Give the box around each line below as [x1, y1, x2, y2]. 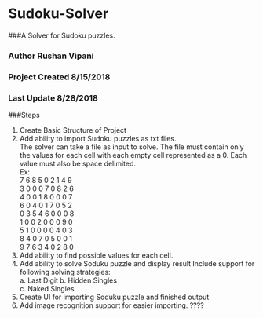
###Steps [8, 111, 41, 120]
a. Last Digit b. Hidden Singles [19, 276, 118, 285]
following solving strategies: [19, 268, 111, 277]
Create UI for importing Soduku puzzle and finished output [19, 292, 210, 302]
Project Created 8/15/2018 [8, 71, 111, 82]
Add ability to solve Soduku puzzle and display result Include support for [19, 259, 255, 269]
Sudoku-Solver [8, 5, 109, 23]
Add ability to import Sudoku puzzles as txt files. [19, 134, 177, 144]
